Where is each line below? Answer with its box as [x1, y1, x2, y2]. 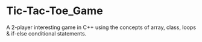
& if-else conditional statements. [6, 30, 87, 37]
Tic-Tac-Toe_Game [6, 4, 104, 18]
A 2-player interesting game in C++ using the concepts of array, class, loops [6, 24, 197, 31]
